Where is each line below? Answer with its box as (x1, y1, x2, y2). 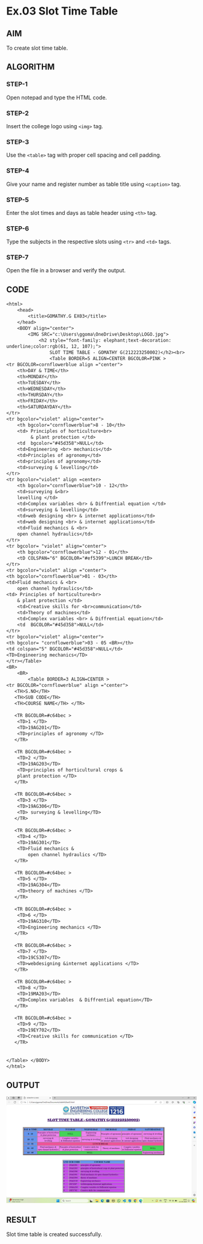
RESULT (6, 1215, 37, 1225)
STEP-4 (6, 166, 30, 175)
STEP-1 (6, 80, 28, 88)
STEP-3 (6, 137, 29, 146)
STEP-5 (6, 195, 29, 204)
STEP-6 (6, 224, 29, 232)
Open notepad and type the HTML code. (6, 94, 108, 101)
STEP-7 (6, 253, 29, 261)
